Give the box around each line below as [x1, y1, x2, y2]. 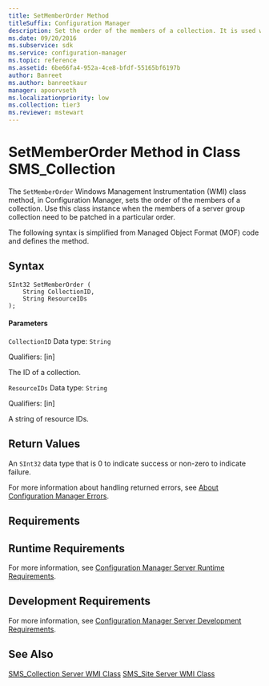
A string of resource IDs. [8, 414, 90, 423]
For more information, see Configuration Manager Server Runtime [8, 563, 225, 572]
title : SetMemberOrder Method [8, 11, 110, 20]
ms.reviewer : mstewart [8, 109, 84, 117]
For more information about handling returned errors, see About [8, 482, 219, 492]
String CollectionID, [22, 288, 94, 296]
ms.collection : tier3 [8, 101, 81, 109]
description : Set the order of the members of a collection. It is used [8, 26, 256, 34]
